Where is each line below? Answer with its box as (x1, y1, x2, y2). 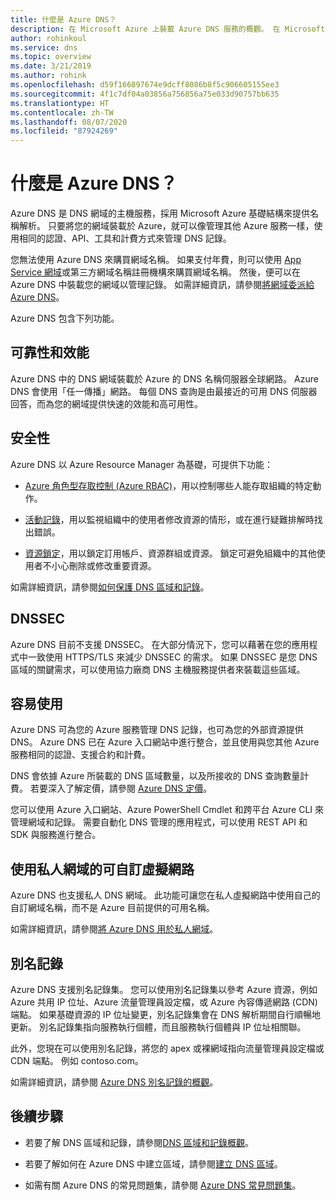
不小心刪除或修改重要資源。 (42, 559, 157, 571)
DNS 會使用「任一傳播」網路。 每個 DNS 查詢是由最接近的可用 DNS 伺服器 (10, 385, 318, 397)
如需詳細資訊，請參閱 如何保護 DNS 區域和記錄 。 (10, 581, 210, 593)
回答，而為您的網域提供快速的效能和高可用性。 (10, 397, 203, 410)
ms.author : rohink (10, 71, 87, 81)
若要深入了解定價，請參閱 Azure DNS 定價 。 (29, 782, 213, 795)
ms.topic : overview (10, 52, 92, 62)
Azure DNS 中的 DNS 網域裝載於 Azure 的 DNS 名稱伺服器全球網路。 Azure (10, 372, 319, 385)
